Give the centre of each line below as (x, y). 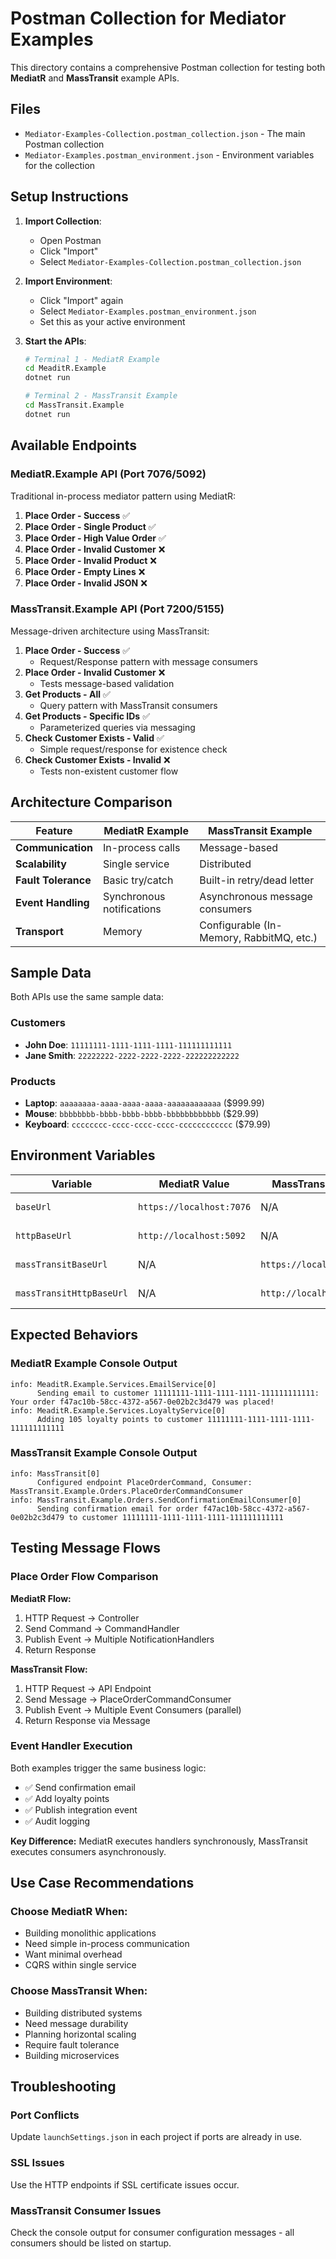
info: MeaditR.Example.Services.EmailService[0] (113, 1384)
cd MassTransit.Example (74, 405)
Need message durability (76, 2023)
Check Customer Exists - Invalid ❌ (97, 759)
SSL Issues (37, 2163)
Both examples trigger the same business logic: (108, 1768)
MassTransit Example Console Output (104, 1453)
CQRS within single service (80, 1965)
